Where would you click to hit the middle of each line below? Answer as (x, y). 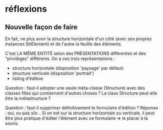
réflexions (26, 9)
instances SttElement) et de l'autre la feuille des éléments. (64, 44)
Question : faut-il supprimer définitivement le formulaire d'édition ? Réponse (81, 108)
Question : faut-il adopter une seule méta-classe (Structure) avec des (75, 88)
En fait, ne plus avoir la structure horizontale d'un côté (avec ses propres (78, 39)
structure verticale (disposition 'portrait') (53, 73)
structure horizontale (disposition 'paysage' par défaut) (68, 68)
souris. (12, 123)
